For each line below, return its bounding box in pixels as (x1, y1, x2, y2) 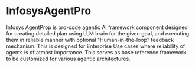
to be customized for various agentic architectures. (6, 55, 131, 62)
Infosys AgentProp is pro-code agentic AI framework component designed (6, 24, 188, 31)
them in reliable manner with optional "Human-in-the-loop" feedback (6, 36, 174, 43)
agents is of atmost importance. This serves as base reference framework (6, 48, 187, 56)
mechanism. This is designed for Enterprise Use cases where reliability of (6, 43, 186, 50)
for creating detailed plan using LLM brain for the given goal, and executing (6, 30, 190, 37)
